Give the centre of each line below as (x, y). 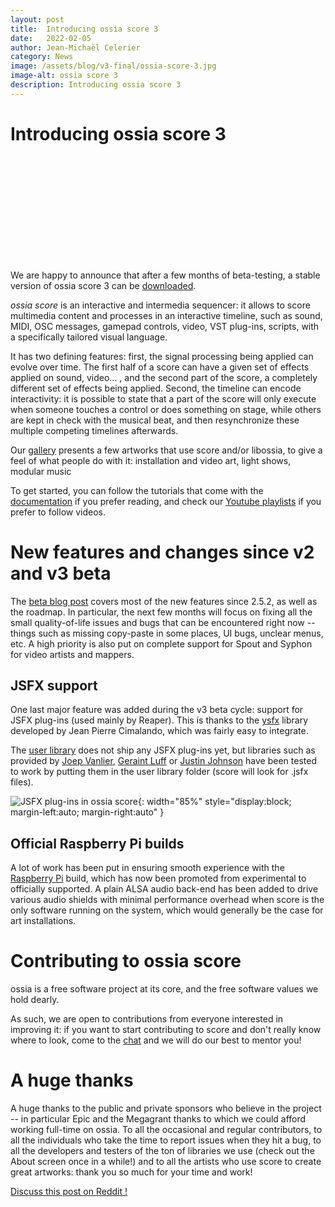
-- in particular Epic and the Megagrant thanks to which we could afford (158, 1119)
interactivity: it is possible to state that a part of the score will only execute (163, 398)
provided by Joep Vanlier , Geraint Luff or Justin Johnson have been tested (163, 761)
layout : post (37, 19)
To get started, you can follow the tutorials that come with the (137, 490)
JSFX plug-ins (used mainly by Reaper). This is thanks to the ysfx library (159, 720)
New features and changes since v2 (162, 552)
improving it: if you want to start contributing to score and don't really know (166, 1030)
